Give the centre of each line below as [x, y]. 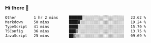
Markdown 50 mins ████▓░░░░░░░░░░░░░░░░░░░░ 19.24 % [76, 22]
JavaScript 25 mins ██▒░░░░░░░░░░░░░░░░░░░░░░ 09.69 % [76, 36]
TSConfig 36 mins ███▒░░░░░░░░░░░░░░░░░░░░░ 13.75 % [76, 31]
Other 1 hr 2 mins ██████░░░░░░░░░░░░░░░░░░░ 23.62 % [76, 18]
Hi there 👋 [17, 8]
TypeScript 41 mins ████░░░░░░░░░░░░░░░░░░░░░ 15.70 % [76, 27]
